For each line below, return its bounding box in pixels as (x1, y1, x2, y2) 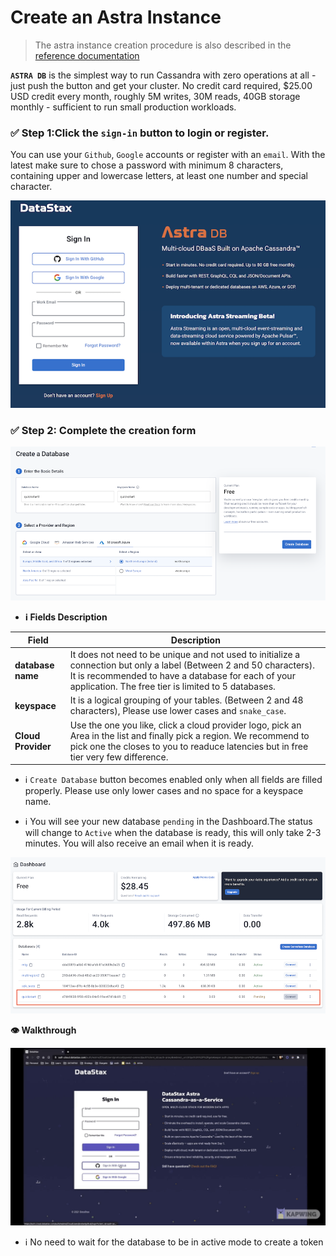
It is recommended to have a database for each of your (69, 670, 296, 682)
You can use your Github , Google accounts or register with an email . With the (10, 149, 326, 161)
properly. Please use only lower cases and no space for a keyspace (24, 785, 304, 797)
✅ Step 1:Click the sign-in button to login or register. (10, 126, 270, 140)
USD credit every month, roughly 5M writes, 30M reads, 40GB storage (10, 90, 301, 102)
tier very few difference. (69, 751, 169, 763)
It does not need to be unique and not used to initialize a (69, 649, 301, 661)
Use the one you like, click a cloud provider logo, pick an (69, 719, 302, 731)
